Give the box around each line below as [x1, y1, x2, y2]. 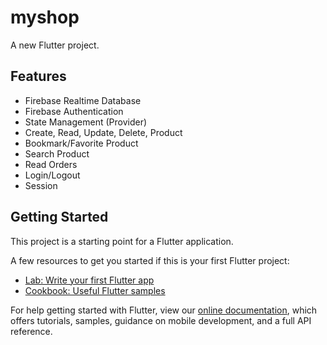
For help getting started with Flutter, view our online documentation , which [10, 304, 318, 316]
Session [24, 179, 58, 191]
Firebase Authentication [24, 105, 124, 117]
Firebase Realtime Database [24, 94, 142, 106]
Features [10, 68, 67, 85]
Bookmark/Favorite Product [24, 137, 139, 149]
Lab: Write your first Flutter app [24, 274, 155, 286]
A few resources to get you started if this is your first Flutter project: [10, 254, 290, 266]
